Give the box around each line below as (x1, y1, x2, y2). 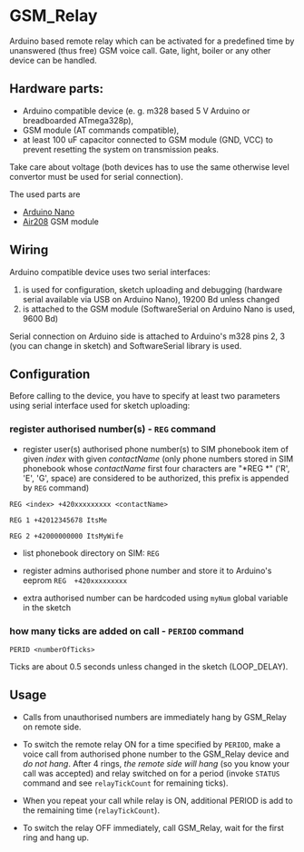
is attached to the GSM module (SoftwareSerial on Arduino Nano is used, (22, 303, 296, 314)
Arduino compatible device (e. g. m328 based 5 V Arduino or (22, 105, 250, 116)
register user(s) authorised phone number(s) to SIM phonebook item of (22, 443, 289, 454)
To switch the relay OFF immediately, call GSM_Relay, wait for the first (22, 822, 284, 833)
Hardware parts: (9, 81, 104, 96)
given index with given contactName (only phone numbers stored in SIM (22, 453, 294, 464)
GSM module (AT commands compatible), (22, 124, 180, 135)
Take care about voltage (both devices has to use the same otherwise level (9, 161, 290, 173)
